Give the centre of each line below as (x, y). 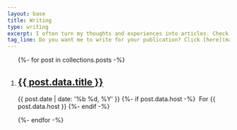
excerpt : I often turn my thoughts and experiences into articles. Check (118, 33)
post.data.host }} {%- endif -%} (63, 106)
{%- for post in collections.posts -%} (71, 60)
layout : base (26, 14)
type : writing (28, 27)
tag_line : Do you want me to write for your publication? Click (104, 40)
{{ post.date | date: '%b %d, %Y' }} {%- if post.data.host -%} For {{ (116, 98)
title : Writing (30, 20)
